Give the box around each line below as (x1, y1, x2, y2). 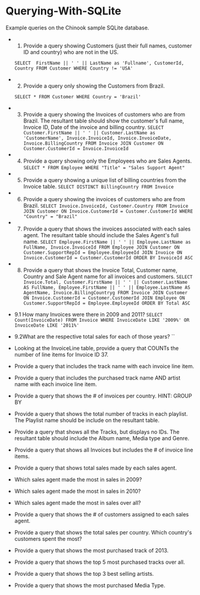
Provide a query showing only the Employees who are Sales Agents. (23, 157, 192, 165)
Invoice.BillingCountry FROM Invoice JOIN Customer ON (23, 140, 163, 146)
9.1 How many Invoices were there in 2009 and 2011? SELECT (14, 310, 163, 318)
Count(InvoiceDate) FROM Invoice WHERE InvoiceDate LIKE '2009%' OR (14, 317, 190, 323)
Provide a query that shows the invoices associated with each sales (23, 225, 191, 232)
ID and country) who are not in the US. (23, 48, 119, 55)
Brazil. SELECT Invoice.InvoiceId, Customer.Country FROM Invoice (23, 202, 189, 209)
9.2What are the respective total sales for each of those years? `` (14, 333, 175, 340)
